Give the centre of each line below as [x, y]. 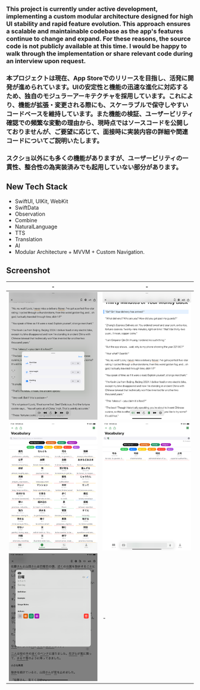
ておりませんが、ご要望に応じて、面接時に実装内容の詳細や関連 [97, 132]
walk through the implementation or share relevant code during [100, 54]
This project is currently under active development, [82, 9]
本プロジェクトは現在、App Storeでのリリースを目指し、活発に [97, 78]
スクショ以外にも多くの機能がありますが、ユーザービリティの [94, 158]
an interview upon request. [46, 61]
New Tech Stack [37, 187]
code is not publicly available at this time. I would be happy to [97, 46]
